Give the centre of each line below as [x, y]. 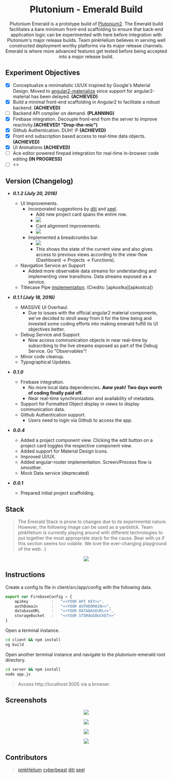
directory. [15, 660]
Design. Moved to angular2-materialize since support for [73, 91]
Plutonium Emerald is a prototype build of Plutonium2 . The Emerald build [86, 24]
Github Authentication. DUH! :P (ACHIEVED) [59, 130]
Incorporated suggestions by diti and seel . [73, 209]
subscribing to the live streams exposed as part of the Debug [93, 345]
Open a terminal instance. [33, 630]
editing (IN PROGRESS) [37, 159]
